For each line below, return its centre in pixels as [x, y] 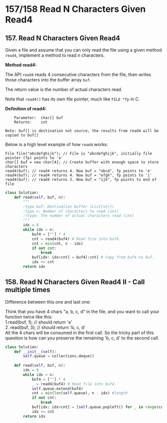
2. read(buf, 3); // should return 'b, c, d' [45, 327]
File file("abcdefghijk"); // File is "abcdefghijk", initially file [79, 154]
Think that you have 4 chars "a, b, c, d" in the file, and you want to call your [82, 311]
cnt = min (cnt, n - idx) [57, 244]
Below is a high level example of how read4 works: [57, 144]
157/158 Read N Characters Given [76, 9]
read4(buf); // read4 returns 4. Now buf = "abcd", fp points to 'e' [79, 171]
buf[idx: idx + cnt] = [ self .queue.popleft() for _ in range [94, 407]
